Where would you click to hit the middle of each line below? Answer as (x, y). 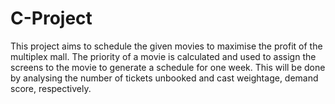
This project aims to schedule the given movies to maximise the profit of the (166, 46)
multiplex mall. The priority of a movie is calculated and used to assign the (163, 56)
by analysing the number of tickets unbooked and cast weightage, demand (164, 78)
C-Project (51, 18)
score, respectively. (51, 88)
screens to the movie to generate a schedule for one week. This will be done (168, 67)
